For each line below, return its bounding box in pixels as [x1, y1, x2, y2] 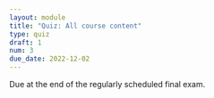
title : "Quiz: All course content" [9, 21, 142, 30]
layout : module [9, 12, 66, 22]
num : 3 [9, 46, 34, 55]
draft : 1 [9, 37, 42, 47]
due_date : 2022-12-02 [9, 54, 90, 63]
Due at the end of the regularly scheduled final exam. [9, 79, 206, 89]
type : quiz [9, 29, 50, 38]
